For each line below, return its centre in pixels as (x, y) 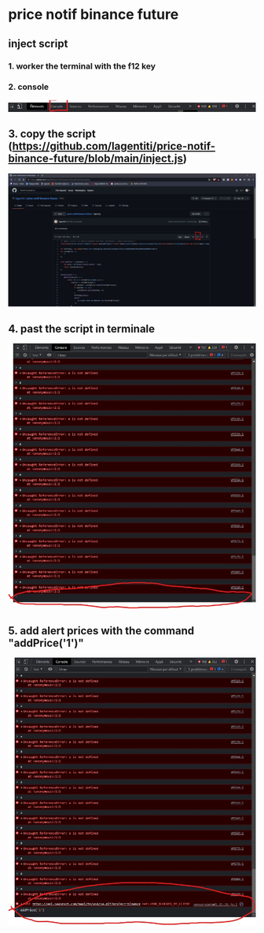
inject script (38, 44)
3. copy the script (52, 134)
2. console (29, 87)
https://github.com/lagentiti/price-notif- (114, 146)
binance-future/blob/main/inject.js (95, 159)
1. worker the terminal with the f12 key (82, 66)
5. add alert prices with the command (101, 631)
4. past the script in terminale (82, 329)
